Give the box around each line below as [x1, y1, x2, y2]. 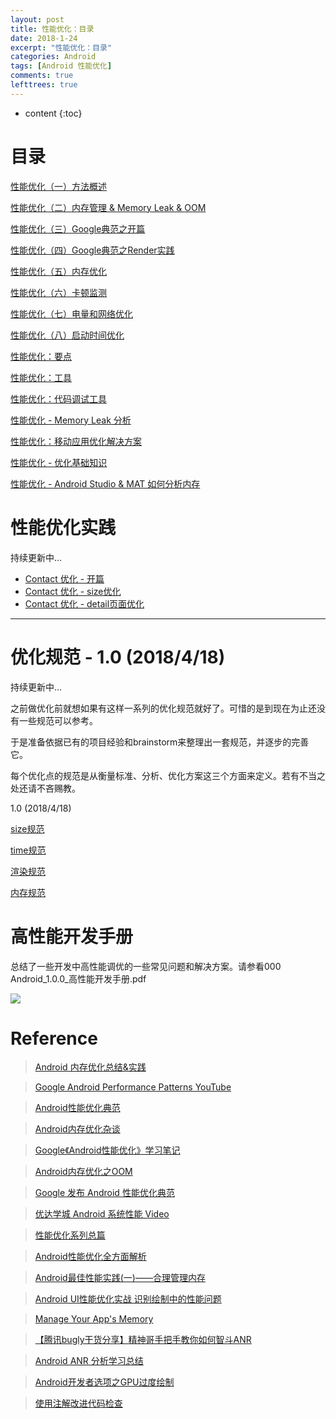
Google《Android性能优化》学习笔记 [34, 1144, 181, 1156]
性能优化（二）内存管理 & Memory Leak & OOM [10, 201, 207, 213]
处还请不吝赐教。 [10, 782, 81, 794]
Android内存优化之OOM [34, 1166, 133, 1178]
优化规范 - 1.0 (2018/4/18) [10, 646, 226, 668]
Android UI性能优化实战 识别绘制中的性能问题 [34, 1293, 222, 1305]
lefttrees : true [10, 80, 78, 90]
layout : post [10, 14, 65, 25]
